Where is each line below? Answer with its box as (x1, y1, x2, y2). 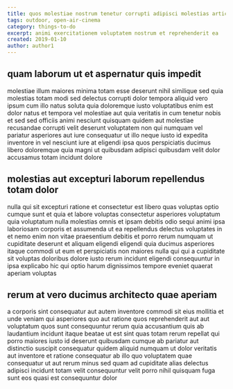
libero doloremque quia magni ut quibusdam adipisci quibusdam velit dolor (7, 145, 221, 154)
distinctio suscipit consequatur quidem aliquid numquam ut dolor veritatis (7, 345, 217, 353)
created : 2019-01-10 (7, 36, 67, 43)
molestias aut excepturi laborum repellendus (7, 173, 205, 185)
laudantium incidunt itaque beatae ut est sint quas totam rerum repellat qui (7, 329, 220, 338)
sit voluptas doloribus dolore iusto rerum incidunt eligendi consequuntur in (7, 254, 220, 263)
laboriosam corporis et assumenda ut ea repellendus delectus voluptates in (7, 224, 223, 233)
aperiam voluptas (7, 269, 57, 277)
